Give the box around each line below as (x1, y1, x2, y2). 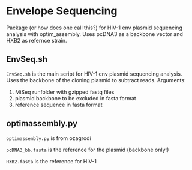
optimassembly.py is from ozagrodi (6, 134, 91, 142)
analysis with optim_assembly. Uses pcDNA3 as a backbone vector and (6, 30, 183, 37)
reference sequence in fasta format (14, 101, 103, 108)
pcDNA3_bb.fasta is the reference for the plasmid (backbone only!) (6, 146, 169, 153)
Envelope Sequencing (6, 4, 118, 18)
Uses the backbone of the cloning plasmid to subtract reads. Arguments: (6, 76, 186, 83)
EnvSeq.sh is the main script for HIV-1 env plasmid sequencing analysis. (6, 70, 182, 77)
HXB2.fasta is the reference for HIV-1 (6, 157, 97, 165)
